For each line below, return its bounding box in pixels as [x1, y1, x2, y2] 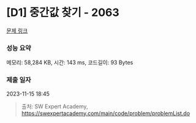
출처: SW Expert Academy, [21, 102, 88, 110]
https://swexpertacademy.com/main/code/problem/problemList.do [21, 110, 190, 117]
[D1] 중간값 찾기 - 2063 [6, 6, 119, 20]
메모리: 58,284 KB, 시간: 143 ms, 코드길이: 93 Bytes [6, 59, 134, 66]
